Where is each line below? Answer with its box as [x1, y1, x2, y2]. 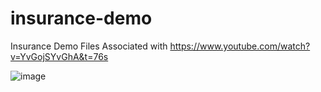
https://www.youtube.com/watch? [169, 40, 311, 52]
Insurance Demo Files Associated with [10, 40, 168, 52]
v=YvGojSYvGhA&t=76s [10, 50, 109, 62]
